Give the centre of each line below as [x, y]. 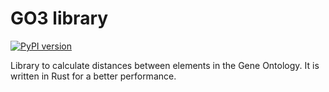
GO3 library [59, 18]
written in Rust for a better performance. [93, 76]
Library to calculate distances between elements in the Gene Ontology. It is [165, 65]
